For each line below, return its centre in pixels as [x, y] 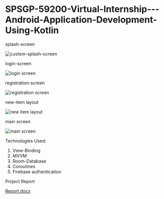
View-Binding [26, 150]
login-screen [18, 63]
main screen [18, 121]
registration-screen [25, 83]
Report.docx [18, 191]
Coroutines [24, 166]
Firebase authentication [37, 172]
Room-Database [29, 161]
